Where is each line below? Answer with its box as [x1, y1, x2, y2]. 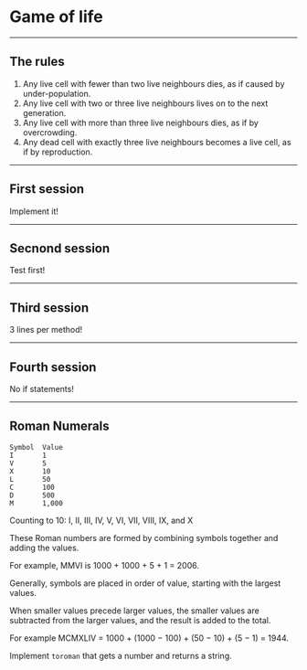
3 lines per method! [9, 324, 83, 335]
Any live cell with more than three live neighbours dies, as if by [22, 117, 259, 128]
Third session [9, 300, 90, 315]
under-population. [22, 88, 91, 99]
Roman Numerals [9, 419, 110, 434]
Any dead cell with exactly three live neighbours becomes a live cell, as [22, 136, 291, 147]
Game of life [9, 6, 103, 27]
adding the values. [9, 542, 79, 553]
